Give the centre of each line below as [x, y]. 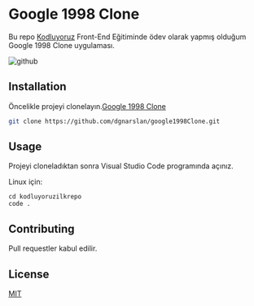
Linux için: [26, 182]
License [29, 274]
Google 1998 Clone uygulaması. [62, 45]
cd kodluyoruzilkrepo [45, 197]
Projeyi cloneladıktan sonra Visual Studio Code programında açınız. [121, 166]
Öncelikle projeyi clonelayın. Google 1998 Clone [88, 106]
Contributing [42, 229]
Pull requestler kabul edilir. [53, 248]
